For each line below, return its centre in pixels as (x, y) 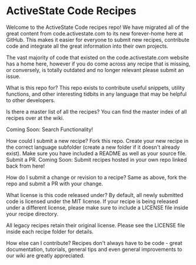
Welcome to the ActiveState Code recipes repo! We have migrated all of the (98, 27)
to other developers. (31, 100)
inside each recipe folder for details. (50, 231)
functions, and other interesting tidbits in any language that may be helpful (97, 94)
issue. (13, 76)
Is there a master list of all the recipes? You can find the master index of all (97, 112)
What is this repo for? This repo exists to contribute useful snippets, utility (96, 87)
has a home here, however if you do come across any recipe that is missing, (98, 64)
